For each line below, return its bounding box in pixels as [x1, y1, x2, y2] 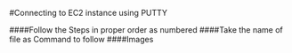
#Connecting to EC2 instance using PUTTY [9, 8, 167, 18]
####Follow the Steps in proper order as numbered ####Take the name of [9, 25, 283, 34]
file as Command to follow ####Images [9, 34, 154, 44]
